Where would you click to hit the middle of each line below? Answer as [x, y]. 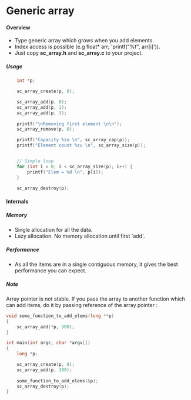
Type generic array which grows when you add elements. [84, 41]
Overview [18, 27]
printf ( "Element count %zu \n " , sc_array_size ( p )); [81, 145]
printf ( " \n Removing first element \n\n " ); [69, 124]
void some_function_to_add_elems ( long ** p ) [60, 316]
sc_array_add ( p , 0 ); [42, 102]
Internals [17, 202]
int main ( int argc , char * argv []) [48, 343]
